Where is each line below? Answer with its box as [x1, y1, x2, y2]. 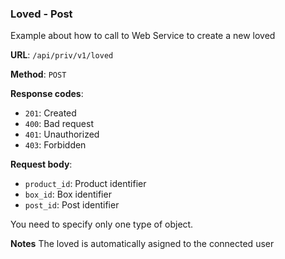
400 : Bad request [24, 118, 94, 130]
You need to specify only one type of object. [10, 218, 194, 231]
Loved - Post [10, 7, 73, 21]
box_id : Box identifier [24, 188, 112, 201]
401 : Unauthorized [24, 128, 100, 141]
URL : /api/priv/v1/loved [10, 49, 114, 61]
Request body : [10, 158, 73, 171]
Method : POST [10, 68, 67, 81]
